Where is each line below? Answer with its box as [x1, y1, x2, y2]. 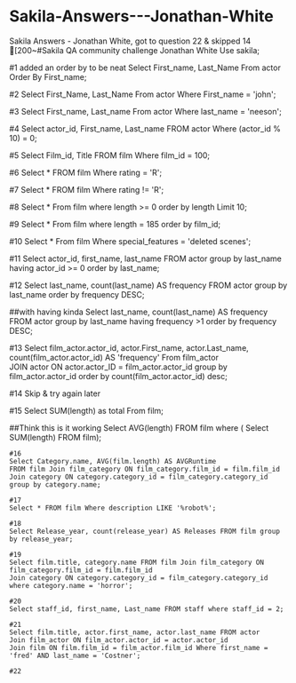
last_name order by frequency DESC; [9, 289, 145, 299]
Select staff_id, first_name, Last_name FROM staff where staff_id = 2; [9, 604, 284, 614]
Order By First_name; [9, 71, 87, 82]
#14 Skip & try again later [9, 388, 100, 399]
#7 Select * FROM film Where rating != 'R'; [9, 184, 164, 195]
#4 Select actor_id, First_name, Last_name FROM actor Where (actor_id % [9, 123, 282, 134]
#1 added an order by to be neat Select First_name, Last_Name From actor [9, 62, 282, 73]
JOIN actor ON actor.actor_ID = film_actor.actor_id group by [9, 361, 228, 372]
